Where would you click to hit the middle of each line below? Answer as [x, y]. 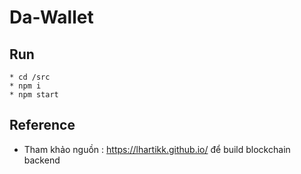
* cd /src [30, 77]
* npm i [25, 86]
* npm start [34, 95]
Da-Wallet [51, 17]
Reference [42, 125]
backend [42, 160]
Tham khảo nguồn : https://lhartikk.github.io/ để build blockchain [157, 149]
